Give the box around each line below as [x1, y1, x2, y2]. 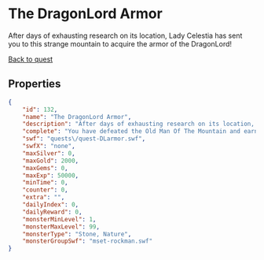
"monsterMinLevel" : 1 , [22, 215, 97, 223]
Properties [8, 77, 61, 91]
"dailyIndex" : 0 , [22, 201, 79, 209]
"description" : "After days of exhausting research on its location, [22, 120, 255, 128]
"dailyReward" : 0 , [22, 208, 82, 216]
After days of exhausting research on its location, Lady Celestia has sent [8, 31, 243, 40]
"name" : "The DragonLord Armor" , [22, 113, 132, 121]
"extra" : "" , [22, 194, 65, 202]
